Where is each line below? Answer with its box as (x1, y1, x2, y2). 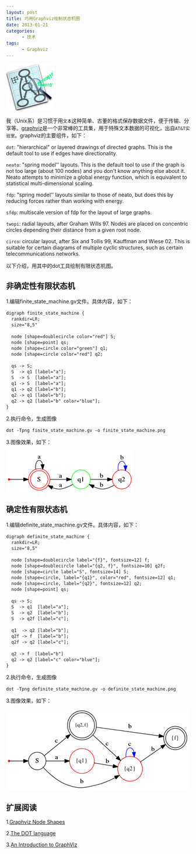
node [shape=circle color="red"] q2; (11, 351, 103, 357)
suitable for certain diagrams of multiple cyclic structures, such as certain (6, 244, 183, 251)
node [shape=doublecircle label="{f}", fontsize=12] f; (11, 557, 150, 563)
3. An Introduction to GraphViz (6, 841, 78, 848)
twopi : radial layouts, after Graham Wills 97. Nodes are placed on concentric (6, 220, 188, 227)
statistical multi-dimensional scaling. (6, 179, 94, 187)
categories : (6, 28, 35, 34)
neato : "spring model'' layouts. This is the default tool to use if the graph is (6, 161, 185, 168)
